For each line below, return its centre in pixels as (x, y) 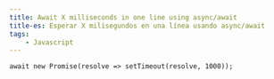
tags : (19, 34)
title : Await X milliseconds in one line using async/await (124, 17)
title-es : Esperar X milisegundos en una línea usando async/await (137, 26)
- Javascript (50, 42)
